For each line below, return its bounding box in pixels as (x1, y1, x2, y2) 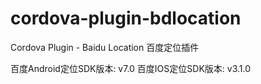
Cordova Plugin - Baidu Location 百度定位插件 (10, 41, 200, 53)
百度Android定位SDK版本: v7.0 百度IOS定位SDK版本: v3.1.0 (10, 62, 251, 74)
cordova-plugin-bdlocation (10, 7, 242, 30)
